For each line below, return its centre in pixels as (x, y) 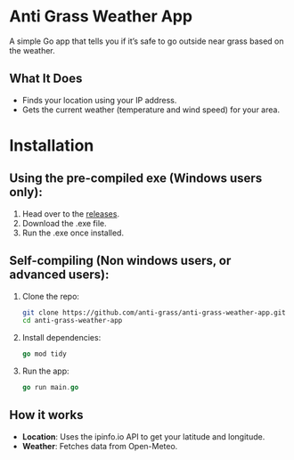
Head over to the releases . (71, 214)
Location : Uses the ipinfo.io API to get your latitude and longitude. (143, 436)
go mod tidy (44, 354)
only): (26, 192)
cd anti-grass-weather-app (72, 321)
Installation (52, 145)
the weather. (32, 50)
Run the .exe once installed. (73, 233)
